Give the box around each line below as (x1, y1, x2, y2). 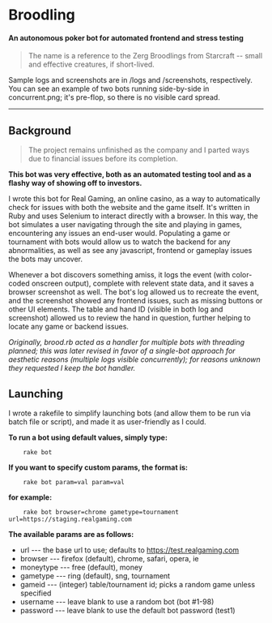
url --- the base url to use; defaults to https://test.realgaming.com (19, 545, 240, 555)
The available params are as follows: (8, 530, 134, 539)
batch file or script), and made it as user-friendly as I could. (8, 417, 206, 427)
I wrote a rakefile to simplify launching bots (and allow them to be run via (8, 408, 251, 419)
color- (232, 270, 253, 280)
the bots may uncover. (8, 254, 83, 264)
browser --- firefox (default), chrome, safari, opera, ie (19, 554, 199, 564)
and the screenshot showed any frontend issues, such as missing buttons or (8, 296, 263, 306)
